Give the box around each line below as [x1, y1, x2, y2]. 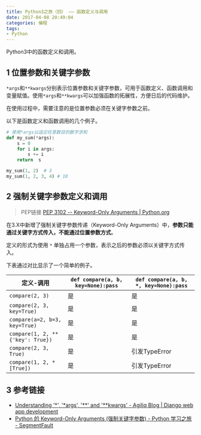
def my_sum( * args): [6, 135, 55, 141]
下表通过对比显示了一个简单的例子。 [6, 261, 96, 269]
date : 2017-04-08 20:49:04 [6, 14, 74, 20]
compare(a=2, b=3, [9, 316, 62, 323]
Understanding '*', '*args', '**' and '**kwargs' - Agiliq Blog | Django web [14, 401, 193, 409]
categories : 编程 [6, 20, 48, 26]
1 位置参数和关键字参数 [6, 67, 91, 78]
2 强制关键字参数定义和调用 [6, 191, 108, 202]
